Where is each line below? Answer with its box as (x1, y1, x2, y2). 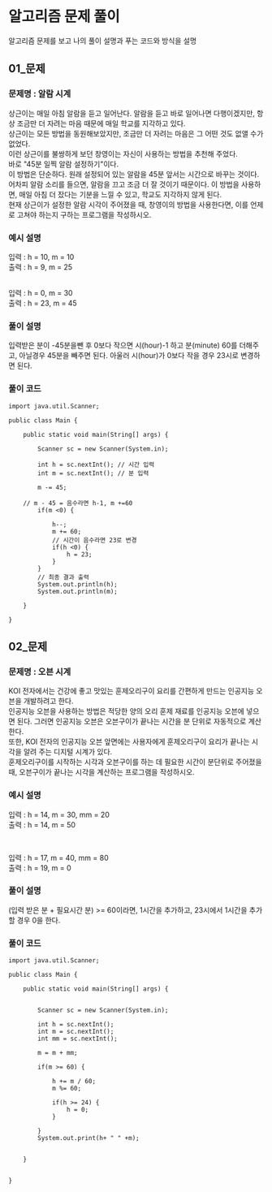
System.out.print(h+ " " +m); (37, 1134, 140, 1142)
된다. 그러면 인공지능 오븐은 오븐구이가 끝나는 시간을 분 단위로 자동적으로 (16, 716, 247, 727)
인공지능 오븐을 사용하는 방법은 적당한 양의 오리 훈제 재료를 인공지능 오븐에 (8, 706, 245, 716)
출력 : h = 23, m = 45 (8, 298, 77, 308)
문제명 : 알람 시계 (8, 89, 71, 100)
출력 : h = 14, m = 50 (8, 819, 76, 829)
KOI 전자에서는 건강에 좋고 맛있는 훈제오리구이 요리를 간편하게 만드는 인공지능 (8, 686, 254, 696)
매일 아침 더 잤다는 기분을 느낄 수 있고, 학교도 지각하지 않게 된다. (19, 189, 222, 199)
